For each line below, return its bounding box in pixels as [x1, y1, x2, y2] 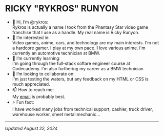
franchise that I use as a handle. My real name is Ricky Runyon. [12, 29, 140, 35]
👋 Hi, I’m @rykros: [12, 19, 49, 25]
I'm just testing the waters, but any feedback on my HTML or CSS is [12, 76, 149, 82]
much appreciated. [12, 81, 50, 87]
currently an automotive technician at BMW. [12, 50, 100, 56]
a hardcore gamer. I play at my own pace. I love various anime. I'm [12, 45, 145, 51]
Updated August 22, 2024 [5, 125, 58, 131]
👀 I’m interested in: [12, 35, 50, 40]
